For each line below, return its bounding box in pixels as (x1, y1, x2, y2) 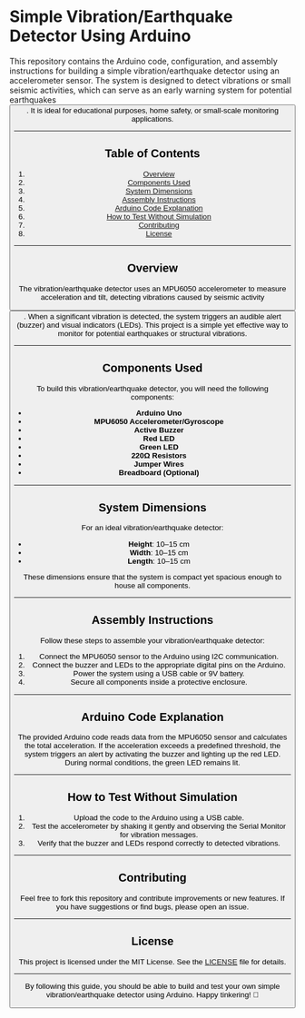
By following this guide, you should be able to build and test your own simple (25, 981, 280, 991)
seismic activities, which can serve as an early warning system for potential (9, 84, 292, 95)
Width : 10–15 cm (129, 548, 189, 558)
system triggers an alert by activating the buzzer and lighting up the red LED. (24, 749, 281, 759)
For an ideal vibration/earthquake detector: (81, 523, 224, 533)
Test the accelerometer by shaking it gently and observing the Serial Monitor (31, 822, 287, 832)
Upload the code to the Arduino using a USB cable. (74, 813, 245, 823)
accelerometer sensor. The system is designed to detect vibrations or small (9, 74, 291, 85)
